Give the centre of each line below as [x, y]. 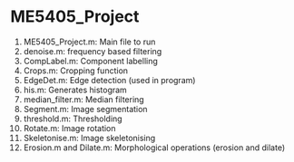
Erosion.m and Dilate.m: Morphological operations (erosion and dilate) [154, 148]
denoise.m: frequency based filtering [93, 51]
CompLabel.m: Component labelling [90, 61]
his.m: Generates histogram [75, 90]
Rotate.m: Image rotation [69, 128]
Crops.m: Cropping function [76, 71]
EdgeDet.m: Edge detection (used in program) [109, 80]
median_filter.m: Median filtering [83, 99]
